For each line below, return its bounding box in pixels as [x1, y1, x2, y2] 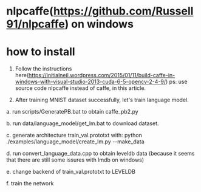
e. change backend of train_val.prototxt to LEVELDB [6, 168, 135, 176]
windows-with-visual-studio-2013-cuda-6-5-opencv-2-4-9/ [15, 78, 166, 86]
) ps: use [166, 78, 188, 86]
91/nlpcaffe [6, 17, 65, 31]
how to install [6, 45, 75, 59]
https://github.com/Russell [53, 4, 194, 18]
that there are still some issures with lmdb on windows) [6, 156, 145, 163]
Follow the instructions [15, 65, 72, 72]
